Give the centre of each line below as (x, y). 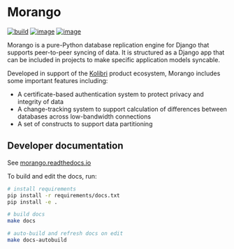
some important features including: (58, 80)
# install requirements (42, 189)
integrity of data (41, 101)
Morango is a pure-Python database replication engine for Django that (108, 45)
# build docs (26, 214)
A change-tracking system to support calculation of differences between (122, 109)
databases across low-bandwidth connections (84, 116)
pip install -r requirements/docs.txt (64, 195)
